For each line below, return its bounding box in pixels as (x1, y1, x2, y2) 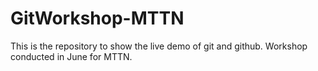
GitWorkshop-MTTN (10, 7, 185, 30)
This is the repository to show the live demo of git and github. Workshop (10, 40, 308, 52)
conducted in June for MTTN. (10, 50, 133, 62)
